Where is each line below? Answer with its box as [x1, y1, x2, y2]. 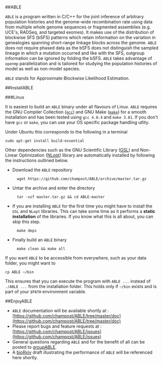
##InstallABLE [5, 85, 33, 90]
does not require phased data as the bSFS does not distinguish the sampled [5, 45, 159, 51]
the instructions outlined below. [5, 157, 69, 163]
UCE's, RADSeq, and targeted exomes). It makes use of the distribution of [5, 29, 155, 35]
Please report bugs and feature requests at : [12, 323, 102, 329]
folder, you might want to [5, 260, 55, 266]
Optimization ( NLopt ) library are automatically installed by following [19, 152, 155, 158]
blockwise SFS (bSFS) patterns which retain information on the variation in [5, 34, 156, 40]
